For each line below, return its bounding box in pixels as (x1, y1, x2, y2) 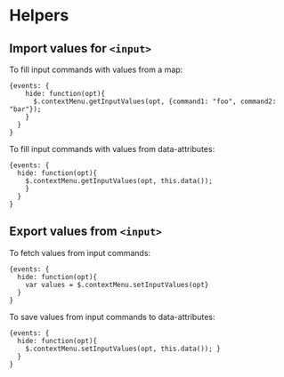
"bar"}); (9, 105, 42, 114)
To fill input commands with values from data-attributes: (9, 144, 215, 154)
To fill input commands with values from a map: (9, 64, 183, 75)
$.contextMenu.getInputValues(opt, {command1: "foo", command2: (32, 97, 277, 106)
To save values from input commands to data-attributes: (9, 311, 215, 322)
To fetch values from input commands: (9, 247, 151, 258)
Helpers (9, 5, 69, 26)
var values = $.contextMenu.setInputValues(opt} (25, 280, 209, 289)
